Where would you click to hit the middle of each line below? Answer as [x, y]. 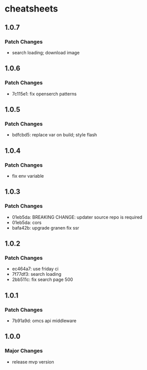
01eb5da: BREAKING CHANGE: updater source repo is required [77, 217]
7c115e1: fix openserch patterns [44, 94]
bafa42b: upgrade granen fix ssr [46, 228]
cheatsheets [31, 9]
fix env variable [28, 176]
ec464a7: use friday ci [35, 269]
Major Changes [24, 351]
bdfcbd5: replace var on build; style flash [54, 135]
